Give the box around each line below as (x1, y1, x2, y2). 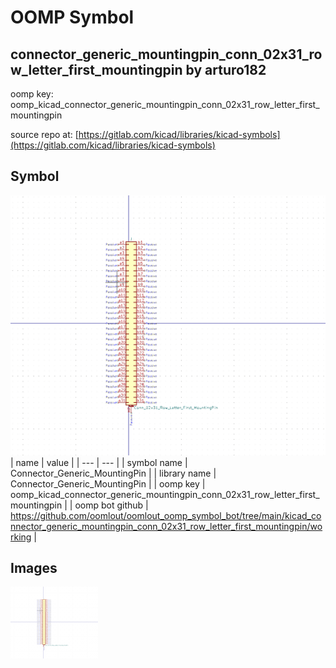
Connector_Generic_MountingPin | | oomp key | (10, 477, 206, 490)
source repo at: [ (10, 129, 79, 140)
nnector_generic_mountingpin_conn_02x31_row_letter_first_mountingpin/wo (10, 520, 323, 532)
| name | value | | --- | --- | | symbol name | (10, 456, 188, 468)
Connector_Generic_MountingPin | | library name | (10, 467, 217, 479)
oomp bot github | (74, 499, 149, 511)
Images (10, 560, 58, 576)
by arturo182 (185, 61, 267, 78)
